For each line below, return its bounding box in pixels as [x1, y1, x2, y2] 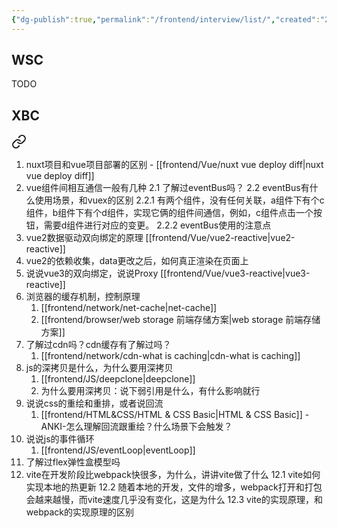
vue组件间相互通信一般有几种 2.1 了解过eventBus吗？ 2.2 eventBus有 [25, 182, 310, 194]
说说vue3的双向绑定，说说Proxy [25, 267, 159, 280]
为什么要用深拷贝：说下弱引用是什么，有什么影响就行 [40, 385, 261, 397]
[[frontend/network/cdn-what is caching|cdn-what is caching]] [40, 350, 301, 362]
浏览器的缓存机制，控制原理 [25, 291, 141, 303]
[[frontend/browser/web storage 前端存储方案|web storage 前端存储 [40, 314, 321, 326]
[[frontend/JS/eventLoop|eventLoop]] [40, 444, 196, 456]
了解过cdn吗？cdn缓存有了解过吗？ [25, 339, 172, 351]
